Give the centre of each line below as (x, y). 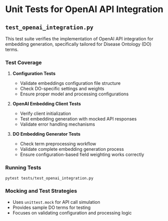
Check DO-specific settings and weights (62, 89)
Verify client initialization (46, 114)
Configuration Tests (34, 74)
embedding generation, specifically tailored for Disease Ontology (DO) (78, 44)
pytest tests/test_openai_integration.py (49, 178)
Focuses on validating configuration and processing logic (72, 212)
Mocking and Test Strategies (41, 191)
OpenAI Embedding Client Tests (47, 104)
